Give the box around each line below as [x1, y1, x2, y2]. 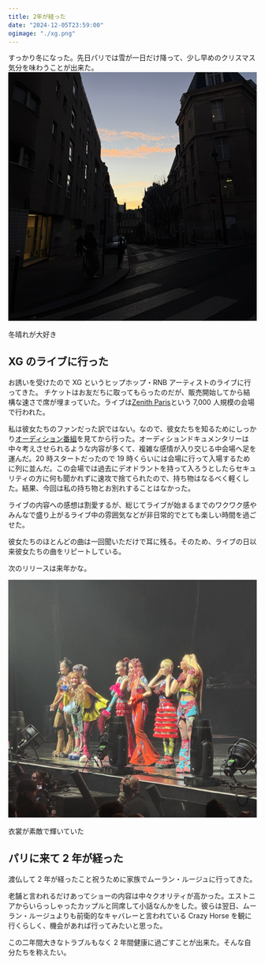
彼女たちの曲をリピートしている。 [14, 546, 126, 556]
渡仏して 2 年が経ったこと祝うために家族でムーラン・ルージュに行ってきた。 [8, 874, 257, 883]
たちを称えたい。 [14, 947, 71, 957]
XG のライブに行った [8, 355, 109, 369]
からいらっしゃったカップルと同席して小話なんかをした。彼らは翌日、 [14, 901, 243, 910]
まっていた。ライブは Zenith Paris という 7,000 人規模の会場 [62, 397, 255, 406]
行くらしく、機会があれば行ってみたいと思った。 [8, 921, 167, 930]
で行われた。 [8, 407, 50, 417]
